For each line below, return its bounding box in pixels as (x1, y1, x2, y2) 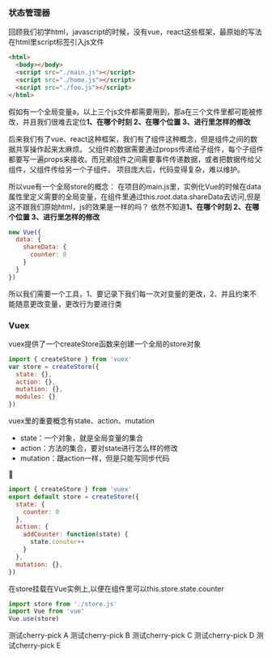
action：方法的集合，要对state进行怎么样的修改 (19, 444, 178, 453)
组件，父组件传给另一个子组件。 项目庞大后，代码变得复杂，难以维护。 (8, 164, 244, 174)
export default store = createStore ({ (8, 492, 139, 501)
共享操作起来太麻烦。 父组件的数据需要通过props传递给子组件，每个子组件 (15, 144, 264, 154)
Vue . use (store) (8, 615, 60, 623)
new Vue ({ (8, 228, 42, 236)
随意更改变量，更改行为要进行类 (15, 299, 122, 308)
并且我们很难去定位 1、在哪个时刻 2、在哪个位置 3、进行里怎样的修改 (22, 117, 251, 126)
